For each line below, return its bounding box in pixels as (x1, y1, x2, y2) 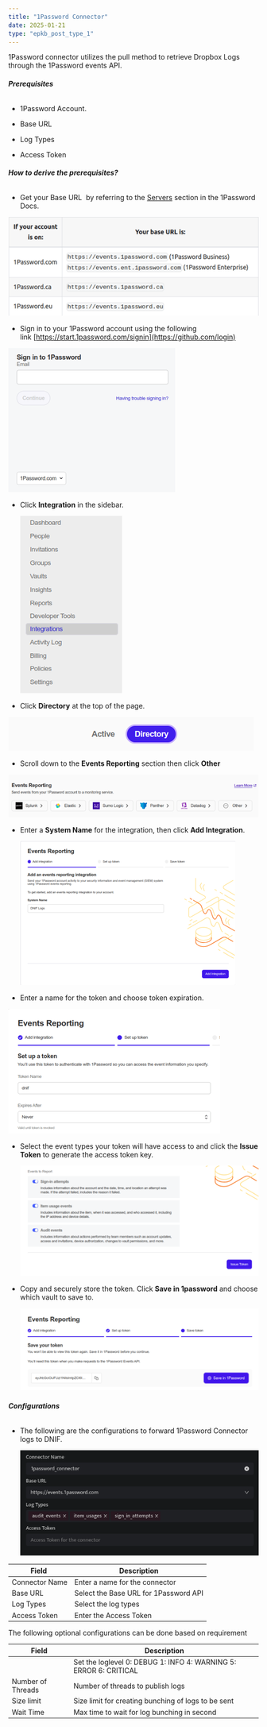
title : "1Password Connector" (8, 13, 109, 21)
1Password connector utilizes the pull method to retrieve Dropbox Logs (8, 52, 240, 62)
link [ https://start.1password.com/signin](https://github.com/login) (19, 332, 236, 342)
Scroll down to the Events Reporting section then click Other (19, 759, 221, 768)
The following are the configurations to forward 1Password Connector (19, 1426, 249, 1435)
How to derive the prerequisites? (8, 168, 118, 178)
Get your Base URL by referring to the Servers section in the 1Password (19, 192, 256, 202)
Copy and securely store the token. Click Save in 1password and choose (19, 1284, 258, 1293)
